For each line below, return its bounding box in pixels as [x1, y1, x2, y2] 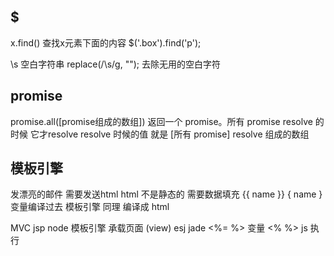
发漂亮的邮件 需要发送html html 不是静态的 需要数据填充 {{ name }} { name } [10, 188, 323, 200]
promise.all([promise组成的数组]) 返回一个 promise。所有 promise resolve [10, 115, 313, 127]
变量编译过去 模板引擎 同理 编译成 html [10, 201, 170, 213]
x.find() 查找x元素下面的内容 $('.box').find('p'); [10, 36, 202, 49]
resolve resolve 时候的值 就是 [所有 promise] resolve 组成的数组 [47, 128, 310, 140]
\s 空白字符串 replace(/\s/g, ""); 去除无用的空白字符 [10, 58, 221, 70]
